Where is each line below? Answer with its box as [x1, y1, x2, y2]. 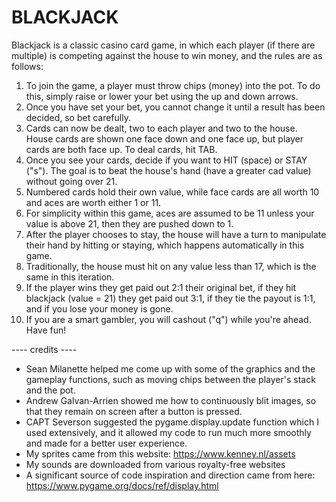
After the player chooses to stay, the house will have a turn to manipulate [25, 228, 327, 240]
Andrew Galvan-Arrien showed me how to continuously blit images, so [25, 394, 317, 406]
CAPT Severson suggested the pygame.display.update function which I [25, 416, 319, 428]
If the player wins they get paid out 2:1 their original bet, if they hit [25, 281, 297, 293]
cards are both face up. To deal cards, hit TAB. [25, 143, 218, 155]
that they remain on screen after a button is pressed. [25, 405, 243, 417]
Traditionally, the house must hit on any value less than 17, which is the [25, 260, 317, 272]
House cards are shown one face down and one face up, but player [25, 132, 304, 145]
